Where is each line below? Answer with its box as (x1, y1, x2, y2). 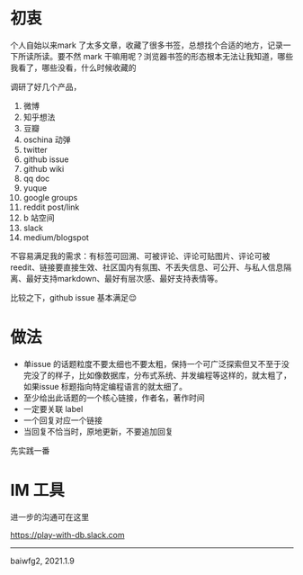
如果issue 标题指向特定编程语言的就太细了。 (22, 381, 188, 391)
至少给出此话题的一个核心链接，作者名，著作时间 (22, 392, 205, 403)
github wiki (22, 163, 65, 174)
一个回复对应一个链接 (22, 415, 102, 426)
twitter (22, 144, 48, 155)
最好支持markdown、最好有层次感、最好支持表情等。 (25, 273, 223, 283)
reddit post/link (22, 202, 80, 212)
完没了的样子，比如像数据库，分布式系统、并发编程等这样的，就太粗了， (22, 370, 291, 381)
